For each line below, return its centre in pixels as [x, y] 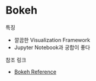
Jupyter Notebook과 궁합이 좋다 [52, 47]
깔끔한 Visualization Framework [52, 40]
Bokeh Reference [35, 72]
